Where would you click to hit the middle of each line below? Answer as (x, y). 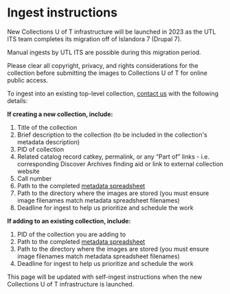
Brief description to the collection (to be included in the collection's (112, 135)
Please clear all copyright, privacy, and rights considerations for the (103, 65)
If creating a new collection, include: (60, 114)
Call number (34, 178)
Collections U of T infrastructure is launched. (71, 284)
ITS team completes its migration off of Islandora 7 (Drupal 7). (94, 38)
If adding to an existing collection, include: (69, 220)
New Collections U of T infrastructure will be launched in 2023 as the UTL (112, 32)
